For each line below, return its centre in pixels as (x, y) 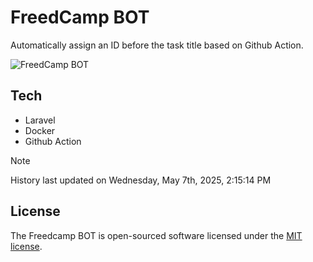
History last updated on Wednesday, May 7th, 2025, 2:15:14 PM (141, 180)
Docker (40, 130)
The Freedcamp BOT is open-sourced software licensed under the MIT (156, 235)
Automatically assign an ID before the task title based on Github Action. (157, 45)
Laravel (40, 120)
